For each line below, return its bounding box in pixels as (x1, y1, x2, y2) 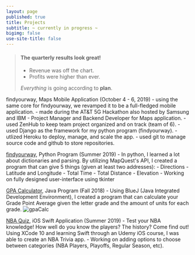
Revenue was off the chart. (29, 67, 95, 74)
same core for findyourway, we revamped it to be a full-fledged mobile (6, 102, 176, 109)
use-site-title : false (6, 36, 61, 42)
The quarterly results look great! (20, 54, 101, 61)
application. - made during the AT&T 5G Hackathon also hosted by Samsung (6, 108, 190, 115)
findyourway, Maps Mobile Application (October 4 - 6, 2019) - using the (6, 96, 178, 103)
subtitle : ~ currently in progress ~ (6, 25, 98, 31)
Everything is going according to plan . (20, 84, 113, 91)
